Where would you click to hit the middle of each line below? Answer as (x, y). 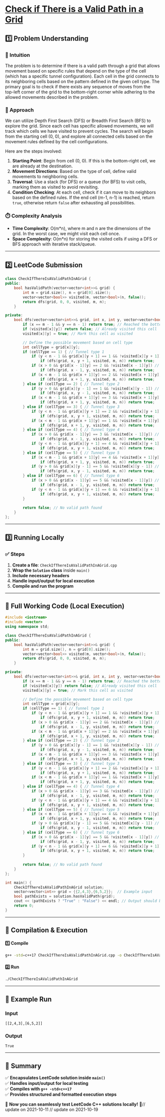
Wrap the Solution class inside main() (51, 570)
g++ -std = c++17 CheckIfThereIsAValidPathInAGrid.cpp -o (63, 956)
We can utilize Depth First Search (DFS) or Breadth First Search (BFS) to (78, 121)
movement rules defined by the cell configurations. (57, 142)
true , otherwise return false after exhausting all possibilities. (74, 203)
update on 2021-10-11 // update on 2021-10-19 (52, 1110)
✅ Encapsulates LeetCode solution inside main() (55, 1078)
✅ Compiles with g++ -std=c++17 (39, 1089)
